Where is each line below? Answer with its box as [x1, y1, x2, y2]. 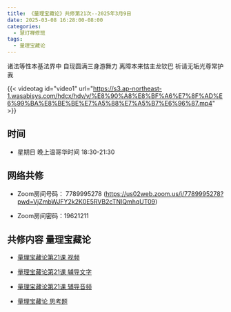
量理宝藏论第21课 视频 [17, 253, 80, 262]
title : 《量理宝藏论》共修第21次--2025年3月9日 [7, 10, 132, 17]
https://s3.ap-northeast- [92, 84, 162, 92]
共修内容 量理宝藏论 [7, 234, 91, 246]
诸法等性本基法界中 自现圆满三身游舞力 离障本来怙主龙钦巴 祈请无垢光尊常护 [7, 62, 224, 70]
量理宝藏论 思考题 [17, 298, 68, 306]
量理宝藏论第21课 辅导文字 [17, 268, 92, 276]
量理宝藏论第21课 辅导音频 [17, 282, 92, 291]
